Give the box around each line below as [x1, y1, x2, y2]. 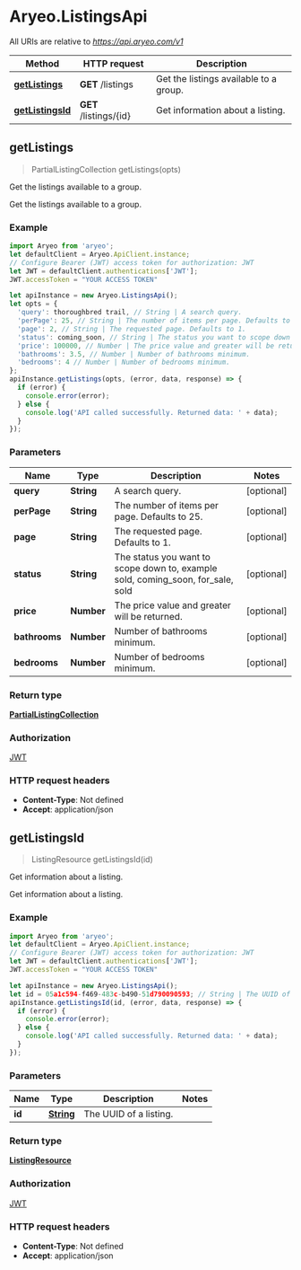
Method [25, 57, 60, 69]
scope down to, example [114, 561, 218, 574]
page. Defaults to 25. [114, 510, 203, 523]
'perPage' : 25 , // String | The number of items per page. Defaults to [17, 316, 291, 325]
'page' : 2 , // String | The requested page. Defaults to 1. [17, 324, 246, 333]
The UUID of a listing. [83, 1107, 174, 1120]
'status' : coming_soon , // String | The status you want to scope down [17, 332, 291, 342]
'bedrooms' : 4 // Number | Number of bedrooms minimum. [17, 357, 230, 367]
